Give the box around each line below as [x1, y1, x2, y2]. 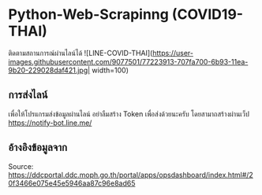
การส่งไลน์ [8, 88, 48, 101]
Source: [8, 161, 34, 171]
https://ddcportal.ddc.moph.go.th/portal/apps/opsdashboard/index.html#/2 [8, 170, 254, 179]
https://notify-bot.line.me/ [8, 118, 92, 127]
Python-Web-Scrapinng [8, 6, 170, 24]
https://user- [152, 48, 193, 57]
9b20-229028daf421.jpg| [8, 65, 91, 75]
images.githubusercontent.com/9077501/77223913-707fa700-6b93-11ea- [8, 57, 249, 66]
